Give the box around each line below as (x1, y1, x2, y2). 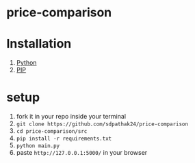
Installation (6, 36, 72, 52)
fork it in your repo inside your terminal (16, 113, 127, 121)
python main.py (16, 143, 60, 149)
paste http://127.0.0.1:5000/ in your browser (16, 149, 148, 157)
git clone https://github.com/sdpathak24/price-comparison (16, 121, 189, 128)
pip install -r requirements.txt (16, 135, 112, 143)
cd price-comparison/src (16, 128, 88, 135)
